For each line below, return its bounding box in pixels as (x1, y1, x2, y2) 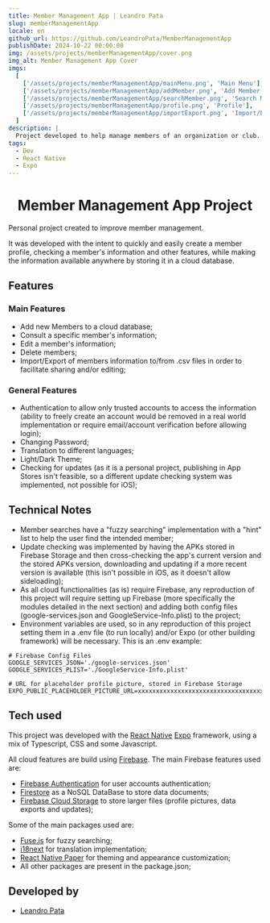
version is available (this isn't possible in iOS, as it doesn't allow (19, 568, 231, 577)
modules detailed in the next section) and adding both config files (19, 601, 239, 611)
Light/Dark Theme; (19, 455, 83, 464)
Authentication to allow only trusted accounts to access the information (19, 403, 257, 413)
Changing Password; (19, 437, 90, 447)
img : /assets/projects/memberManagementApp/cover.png (8, 49, 193, 57)
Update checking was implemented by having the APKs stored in (19, 542, 235, 551)
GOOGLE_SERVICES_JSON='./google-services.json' (8, 659, 171, 667)
